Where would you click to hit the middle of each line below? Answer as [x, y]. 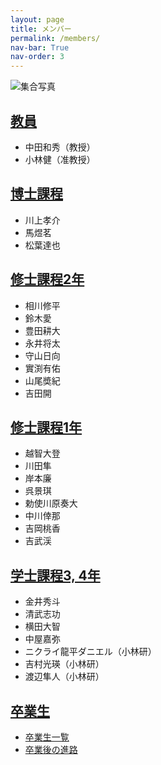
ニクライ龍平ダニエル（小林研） [90, 652]
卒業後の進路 [51, 749]
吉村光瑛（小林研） [64, 664]
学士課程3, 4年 [55, 575]
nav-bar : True [40, 47]
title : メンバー [41, 29]
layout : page [37, 19]
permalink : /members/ [55, 38]
